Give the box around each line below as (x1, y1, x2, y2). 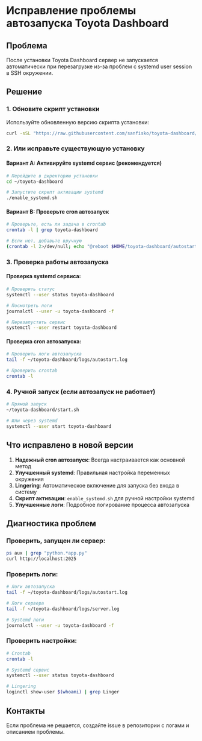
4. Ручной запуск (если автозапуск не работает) (6, 387, 156, 396)
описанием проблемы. (6, 728, 65, 735)
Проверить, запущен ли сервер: (6, 536, 106, 545)
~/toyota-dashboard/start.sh (6, 407, 79, 413)
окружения (14, 475, 44, 483)
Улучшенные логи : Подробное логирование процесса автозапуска (14, 501, 190, 508)
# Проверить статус (6, 286, 55, 293)
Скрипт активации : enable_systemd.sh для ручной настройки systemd (14, 494, 195, 501)
